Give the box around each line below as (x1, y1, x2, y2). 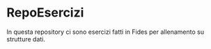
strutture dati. (6, 35, 46, 43)
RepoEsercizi (6, 5, 84, 21)
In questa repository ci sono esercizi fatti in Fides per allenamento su (6, 28, 205, 36)
